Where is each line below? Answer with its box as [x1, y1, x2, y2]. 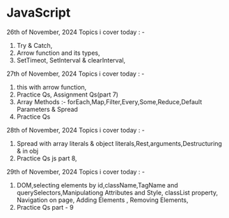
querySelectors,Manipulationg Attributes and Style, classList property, [16, 188, 219, 196]
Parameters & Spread [16, 105, 78, 113]
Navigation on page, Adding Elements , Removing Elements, [16, 196, 189, 204]
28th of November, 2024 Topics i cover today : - [6, 126, 145, 134]
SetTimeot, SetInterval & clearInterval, [16, 56, 126, 64]
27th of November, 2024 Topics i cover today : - [6, 69, 145, 78]
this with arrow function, [16, 83, 87, 91]
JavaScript [6, 5, 71, 21]
